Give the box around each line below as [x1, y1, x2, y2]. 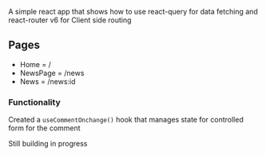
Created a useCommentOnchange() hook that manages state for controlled [8, 115, 244, 125]
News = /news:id [19, 76, 76, 86]
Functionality [8, 96, 62, 107]
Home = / [19, 59, 52, 69]
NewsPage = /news [19, 68, 85, 78]
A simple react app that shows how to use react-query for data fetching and [8, 7, 258, 16]
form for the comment [8, 123, 81, 133]
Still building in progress [8, 139, 88, 149]
